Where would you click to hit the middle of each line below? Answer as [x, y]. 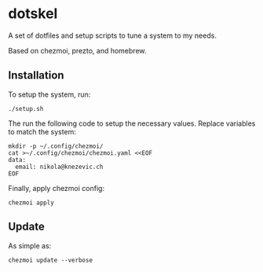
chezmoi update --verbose [50, 260]
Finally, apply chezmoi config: [56, 188]
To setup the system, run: [49, 94]
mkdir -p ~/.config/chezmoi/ [56, 146]
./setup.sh [26, 108]
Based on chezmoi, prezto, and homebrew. [77, 50]
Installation [36, 75]
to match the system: [42, 131]
